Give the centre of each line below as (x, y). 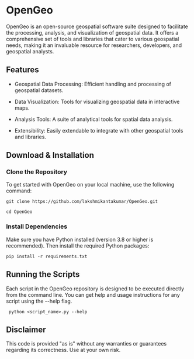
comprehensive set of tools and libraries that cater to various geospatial (93, 39)
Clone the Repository (37, 172)
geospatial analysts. (30, 51)
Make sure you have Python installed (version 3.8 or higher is (80, 239)
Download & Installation (50, 155)
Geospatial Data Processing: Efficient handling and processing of (93, 84)
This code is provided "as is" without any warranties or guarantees (86, 344)
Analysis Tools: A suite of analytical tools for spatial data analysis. (93, 119)
